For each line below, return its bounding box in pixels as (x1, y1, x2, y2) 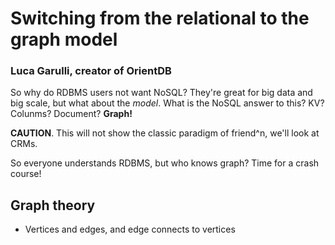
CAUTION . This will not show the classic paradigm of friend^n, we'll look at (10, 127, 320, 139)
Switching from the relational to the (10, 7, 310, 30)
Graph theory (10, 197, 96, 214)
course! (10, 168, 42, 180)
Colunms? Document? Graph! (10, 108, 133, 120)
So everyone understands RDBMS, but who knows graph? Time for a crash (10, 157, 320, 169)
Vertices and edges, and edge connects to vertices (24, 223, 236, 236)
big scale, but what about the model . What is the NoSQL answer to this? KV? (10, 97, 325, 109)
